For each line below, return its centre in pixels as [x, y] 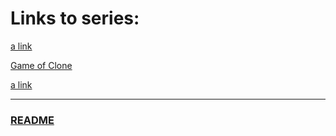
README [32, 120]
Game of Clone [41, 65]
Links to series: [75, 18]
